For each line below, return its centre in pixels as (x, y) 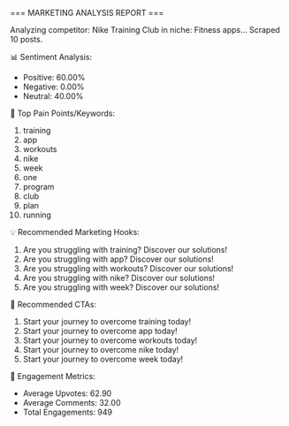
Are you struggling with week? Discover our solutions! (121, 287)
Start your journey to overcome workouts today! (110, 340)
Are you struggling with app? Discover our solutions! (118, 259)
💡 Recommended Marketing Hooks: (75, 232)
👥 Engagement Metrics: (53, 376)
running (37, 215)
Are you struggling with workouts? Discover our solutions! (128, 268)
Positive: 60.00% (54, 77)
